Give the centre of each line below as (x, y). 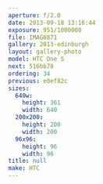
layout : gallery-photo (45, 52)
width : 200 (40, 132)
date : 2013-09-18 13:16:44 (52, 23)
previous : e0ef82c (38, 81)
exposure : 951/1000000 (45, 30)
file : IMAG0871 (33, 37)
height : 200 (41, 124)
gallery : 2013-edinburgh (48, 45)
